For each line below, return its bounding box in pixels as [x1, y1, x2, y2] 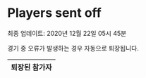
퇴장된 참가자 [11, 62, 52, 72]
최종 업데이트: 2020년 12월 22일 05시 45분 [7, 29, 127, 37]
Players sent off [7, 5, 102, 21]
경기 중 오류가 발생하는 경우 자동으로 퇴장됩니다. [7, 44, 140, 52]
